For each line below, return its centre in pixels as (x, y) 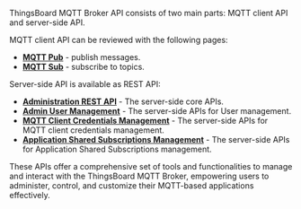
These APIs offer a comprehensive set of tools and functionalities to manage (151, 166)
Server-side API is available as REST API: (85, 84)
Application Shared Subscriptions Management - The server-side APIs (156, 139)
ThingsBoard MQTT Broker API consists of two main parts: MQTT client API (149, 13)
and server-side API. (47, 22)
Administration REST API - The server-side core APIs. (123, 101)
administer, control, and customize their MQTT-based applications (132, 186)
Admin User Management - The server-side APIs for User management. (157, 111)
